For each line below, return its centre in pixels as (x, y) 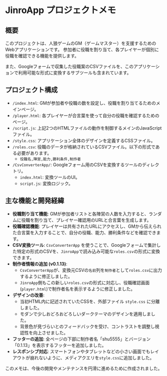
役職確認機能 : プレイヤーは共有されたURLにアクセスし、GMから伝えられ (87, 226)
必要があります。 (34, 153)
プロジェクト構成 (31, 90)
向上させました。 (51, 332)
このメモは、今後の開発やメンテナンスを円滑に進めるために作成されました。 (84, 368)
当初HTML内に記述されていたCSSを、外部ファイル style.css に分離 (90, 301)
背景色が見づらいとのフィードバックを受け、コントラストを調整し (87, 326)
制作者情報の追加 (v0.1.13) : (40, 264)
